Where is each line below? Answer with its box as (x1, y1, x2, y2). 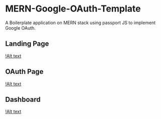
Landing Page (5, 40, 49, 48)
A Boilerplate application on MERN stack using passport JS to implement (5, 20, 156, 26)
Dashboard (5, 95, 41, 103)
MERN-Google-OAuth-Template (5, 3, 141, 15)
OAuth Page (5, 67, 44, 76)
